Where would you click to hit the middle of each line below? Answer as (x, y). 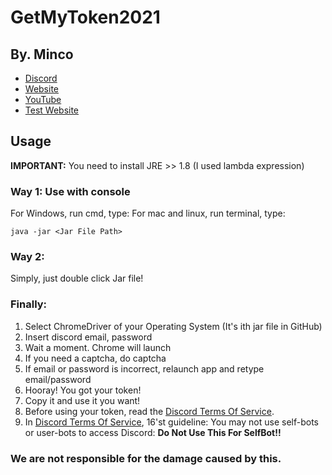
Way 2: (27, 257)
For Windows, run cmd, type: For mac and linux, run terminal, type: (148, 213)
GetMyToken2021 (85, 17)
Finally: (29, 304)
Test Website (52, 110)
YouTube (43, 99)
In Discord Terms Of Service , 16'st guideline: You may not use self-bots (171, 422)
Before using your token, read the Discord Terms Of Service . (149, 411)
